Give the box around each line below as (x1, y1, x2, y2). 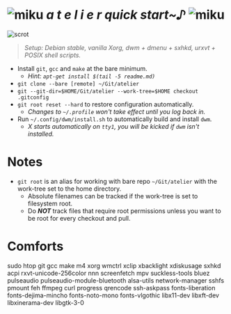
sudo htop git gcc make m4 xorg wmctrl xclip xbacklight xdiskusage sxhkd (7, 261, 221, 269)
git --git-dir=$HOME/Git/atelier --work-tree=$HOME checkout (17, 88, 199, 95)
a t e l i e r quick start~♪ (46, 7, 186, 23)
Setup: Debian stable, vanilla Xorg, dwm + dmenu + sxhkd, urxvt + (24, 43, 216, 52)
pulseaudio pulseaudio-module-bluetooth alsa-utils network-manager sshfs (7, 276, 225, 285)
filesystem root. (27, 199, 73, 207)
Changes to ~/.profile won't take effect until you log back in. (27, 107, 206, 116)
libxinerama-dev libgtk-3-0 (7, 298, 85, 306)
